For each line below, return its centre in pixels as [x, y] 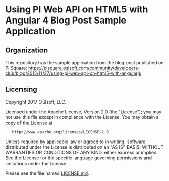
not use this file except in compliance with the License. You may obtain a [82, 117]
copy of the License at [29, 123]
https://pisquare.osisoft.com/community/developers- [84, 68]
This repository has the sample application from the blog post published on [84, 62]
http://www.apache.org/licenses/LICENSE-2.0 [60, 132]
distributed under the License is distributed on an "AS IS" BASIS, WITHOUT [84, 147]
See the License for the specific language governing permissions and [79, 158]
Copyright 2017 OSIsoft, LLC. [36, 102]
